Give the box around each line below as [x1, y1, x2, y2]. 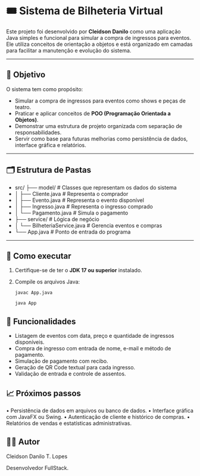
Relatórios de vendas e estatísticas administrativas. [6, 420, 132, 427]
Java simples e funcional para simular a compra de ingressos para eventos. [6, 34, 192, 41]
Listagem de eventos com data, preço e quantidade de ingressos [14, 332, 174, 340]
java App [14, 300, 37, 306]
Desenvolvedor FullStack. [6, 464, 69, 471]
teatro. [14, 103, 32, 110]
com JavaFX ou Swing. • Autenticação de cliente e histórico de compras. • [6, 413, 190, 420]
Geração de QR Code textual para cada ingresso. [14, 364, 136, 371]
